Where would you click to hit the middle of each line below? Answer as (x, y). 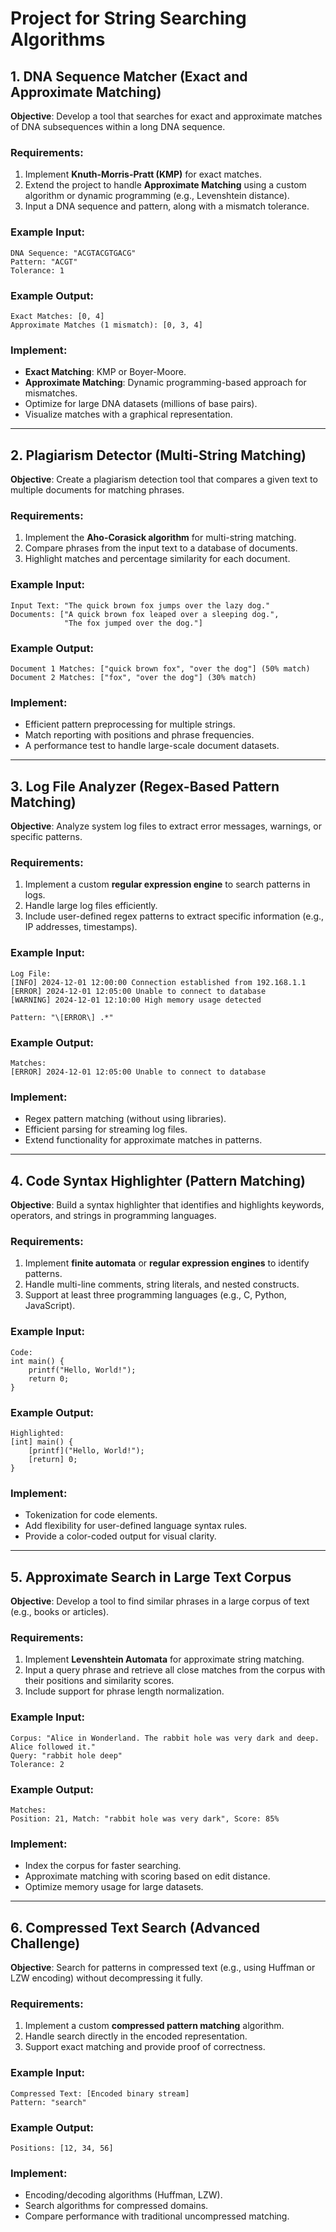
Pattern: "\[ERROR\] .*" (62, 1017)
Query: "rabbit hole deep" (66, 1755)
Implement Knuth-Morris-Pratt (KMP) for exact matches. (143, 174)
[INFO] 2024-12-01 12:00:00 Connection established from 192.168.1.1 (158, 982)
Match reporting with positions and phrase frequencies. (139, 735)
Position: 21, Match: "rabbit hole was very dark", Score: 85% (145, 1818)
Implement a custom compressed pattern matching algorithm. (154, 2026)
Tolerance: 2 (37, 1764)
